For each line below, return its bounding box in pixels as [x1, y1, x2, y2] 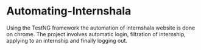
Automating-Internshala [6, 4, 132, 18]
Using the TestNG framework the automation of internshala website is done [6, 24, 196, 31]
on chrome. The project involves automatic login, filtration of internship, [6, 30, 186, 37]
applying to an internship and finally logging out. [6, 37, 128, 44]
